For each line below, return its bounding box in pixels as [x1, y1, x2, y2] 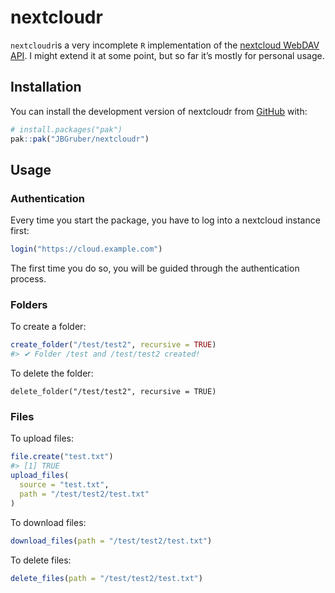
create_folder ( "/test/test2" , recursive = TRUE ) [10, 340, 217, 350]
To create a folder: [10, 321, 87, 333]
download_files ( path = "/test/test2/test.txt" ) [10, 536, 213, 546]
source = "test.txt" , [19, 480, 110, 490]
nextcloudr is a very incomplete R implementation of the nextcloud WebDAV [10, 39, 320, 51]
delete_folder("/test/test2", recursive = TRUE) [10, 387, 217, 397]
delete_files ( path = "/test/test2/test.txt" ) [10, 573, 203, 583]
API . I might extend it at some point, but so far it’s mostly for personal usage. [10, 49, 325, 61]
